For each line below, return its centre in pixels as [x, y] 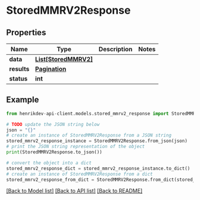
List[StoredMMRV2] [64, 59]
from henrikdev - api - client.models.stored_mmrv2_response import [87, 113]
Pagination [51, 69]
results [19, 69]
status [18, 79]
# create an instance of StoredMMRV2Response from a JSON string [89, 136]
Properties [26, 33]
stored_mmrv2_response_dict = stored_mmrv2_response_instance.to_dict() [98, 168]
